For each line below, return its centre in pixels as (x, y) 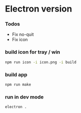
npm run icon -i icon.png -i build (41, 62)
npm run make (18, 85)
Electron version (39, 9)
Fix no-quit (23, 34)
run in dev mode (24, 97)
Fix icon (20, 40)
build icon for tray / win (33, 52)
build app (16, 74)
